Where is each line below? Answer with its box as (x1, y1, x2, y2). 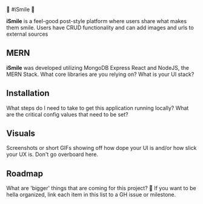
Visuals (6, 128, 35, 139)
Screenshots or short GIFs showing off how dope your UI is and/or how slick (6, 144, 197, 152)
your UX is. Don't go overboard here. (6, 151, 99, 158)
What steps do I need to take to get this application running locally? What (6, 104, 189, 112)
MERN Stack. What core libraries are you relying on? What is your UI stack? (6, 70, 195, 78)
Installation (6, 88, 50, 98)
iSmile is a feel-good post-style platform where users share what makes (6, 18, 187, 24)
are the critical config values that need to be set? (6, 110, 128, 118)
